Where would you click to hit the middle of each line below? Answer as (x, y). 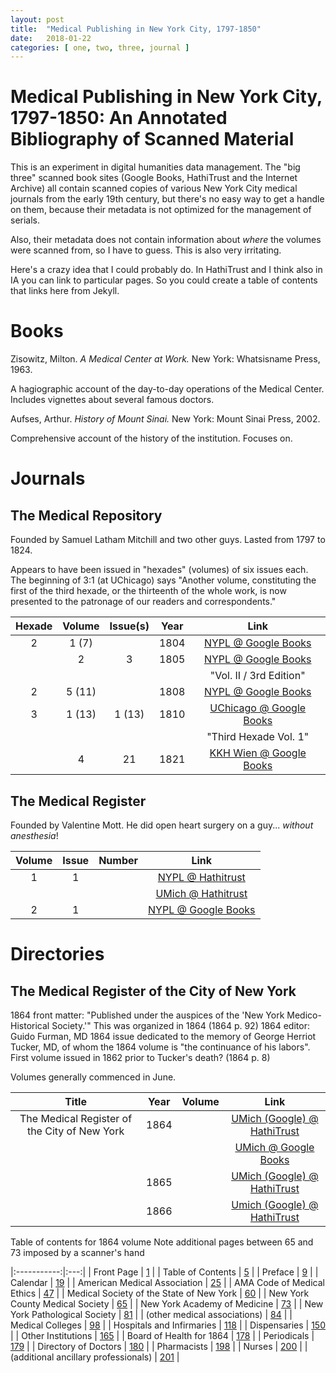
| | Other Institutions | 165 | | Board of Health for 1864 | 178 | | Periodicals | (162, 1335)
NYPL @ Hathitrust (201, 877)
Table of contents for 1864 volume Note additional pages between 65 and (162, 1242)
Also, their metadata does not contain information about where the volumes (166, 240)
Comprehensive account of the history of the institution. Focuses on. (151, 438)
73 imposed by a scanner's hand (77, 1252)
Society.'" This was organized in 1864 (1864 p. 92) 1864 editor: (180, 1025)
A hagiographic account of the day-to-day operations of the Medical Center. (167, 389)
